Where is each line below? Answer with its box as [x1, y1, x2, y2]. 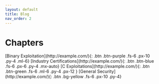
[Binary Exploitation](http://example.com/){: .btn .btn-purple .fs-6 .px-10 [5, 53, 150, 59]
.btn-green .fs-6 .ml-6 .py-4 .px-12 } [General [5, 68, 97, 74]
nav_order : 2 [5, 16, 32, 21]
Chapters [5, 37, 44, 48]
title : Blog [5, 12, 29, 17]
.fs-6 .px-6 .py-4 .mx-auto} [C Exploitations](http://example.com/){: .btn [5, 64, 150, 69]
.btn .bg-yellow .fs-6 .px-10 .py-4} [53, 74, 122, 80]
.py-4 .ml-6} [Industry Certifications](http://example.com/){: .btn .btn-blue [5, 58, 155, 64]
